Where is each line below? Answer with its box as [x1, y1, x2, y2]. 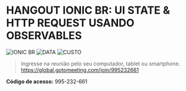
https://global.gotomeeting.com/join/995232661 [20, 66, 139, 73]
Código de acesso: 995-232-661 [6, 78, 88, 85]
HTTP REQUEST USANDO [6, 16, 135, 30]
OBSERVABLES [6, 29, 82, 42]
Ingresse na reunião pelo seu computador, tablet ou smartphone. [20, 60, 181, 67]
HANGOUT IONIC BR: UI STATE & [6, 4, 170, 17]
